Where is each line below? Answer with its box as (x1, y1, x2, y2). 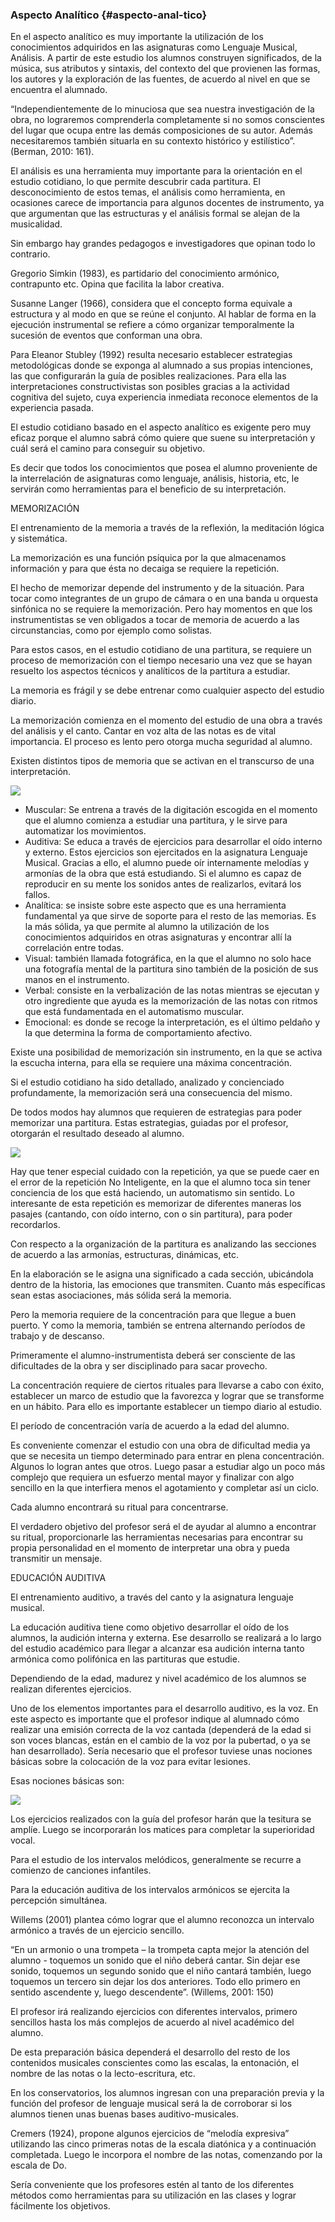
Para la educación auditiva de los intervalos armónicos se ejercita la (10, 1884, 290, 1896)
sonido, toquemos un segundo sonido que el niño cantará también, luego (10, 1965, 312, 1977)
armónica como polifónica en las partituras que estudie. (10, 1653, 240, 1665)
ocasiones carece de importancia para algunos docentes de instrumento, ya (10, 197, 325, 209)
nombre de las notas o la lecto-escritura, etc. (10, 2068, 196, 2080)
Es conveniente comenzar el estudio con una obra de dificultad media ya (10, 1439, 311, 1452)
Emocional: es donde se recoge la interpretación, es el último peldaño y (24, 1016, 321, 1028)
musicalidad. (10, 218, 63, 230)
